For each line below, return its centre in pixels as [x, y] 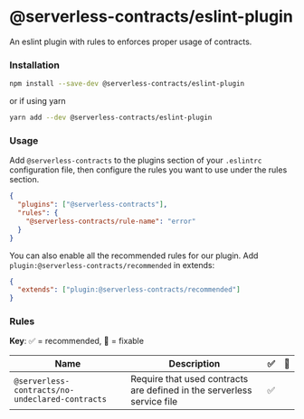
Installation [35, 65]
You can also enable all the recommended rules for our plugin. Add [134, 256]
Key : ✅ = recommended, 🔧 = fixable [77, 341]
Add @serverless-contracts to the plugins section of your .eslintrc [136, 161]
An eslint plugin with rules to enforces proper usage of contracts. [131, 42]
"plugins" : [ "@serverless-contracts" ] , [93, 205]
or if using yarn [38, 101]
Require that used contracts [190, 379]
